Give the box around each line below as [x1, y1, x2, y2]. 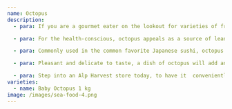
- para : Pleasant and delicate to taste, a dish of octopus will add [13, 60, 217, 67]
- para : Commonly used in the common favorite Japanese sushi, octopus [13, 47, 224, 55]
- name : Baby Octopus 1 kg [13, 85, 91, 92]
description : [7, 16, 45, 23]
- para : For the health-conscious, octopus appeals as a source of [13, 35, 212, 42]
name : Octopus [7, 10, 48, 17]
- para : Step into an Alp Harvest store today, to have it [13, 73, 187, 80]
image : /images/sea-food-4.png [7, 91, 97, 98]
